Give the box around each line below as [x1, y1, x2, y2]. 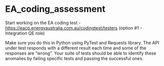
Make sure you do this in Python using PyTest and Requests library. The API [5, 39, 160, 45]
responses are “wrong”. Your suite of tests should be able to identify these [5, 50, 157, 56]
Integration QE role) [5, 30, 45, 36]
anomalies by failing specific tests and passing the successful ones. [5, 55, 144, 61]
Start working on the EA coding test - [5, 20, 81, 26]
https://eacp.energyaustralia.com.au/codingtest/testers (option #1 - [5, 25, 142, 31]
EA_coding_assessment [5, 3, 106, 15]
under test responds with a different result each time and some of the [5, 45, 147, 51]
